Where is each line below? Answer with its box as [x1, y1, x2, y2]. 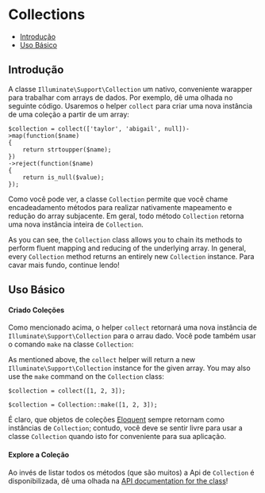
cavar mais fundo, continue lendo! [8, 260, 121, 269]
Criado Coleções [8, 305, 65, 315]
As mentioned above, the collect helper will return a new [8, 355, 196, 365]
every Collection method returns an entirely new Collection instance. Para [8, 251, 255, 261]
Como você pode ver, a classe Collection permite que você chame [8, 194, 229, 204]
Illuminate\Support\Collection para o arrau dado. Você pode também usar [8, 331, 256, 341]
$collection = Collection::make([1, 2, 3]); [8, 401, 158, 409]
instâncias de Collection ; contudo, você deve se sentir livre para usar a [8, 423, 244, 433]
